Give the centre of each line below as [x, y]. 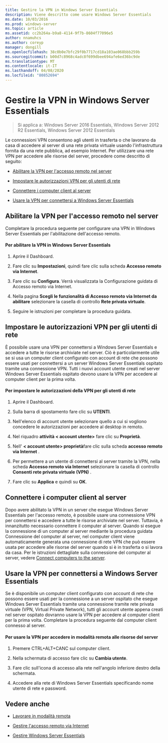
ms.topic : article [24, 29]
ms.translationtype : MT [30, 61]
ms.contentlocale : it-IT [31, 66]
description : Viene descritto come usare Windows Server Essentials [78, 15]
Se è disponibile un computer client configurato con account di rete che [79, 594]
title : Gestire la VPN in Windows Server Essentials [61, 10]
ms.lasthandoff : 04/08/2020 [35, 71]
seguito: [14, 161]
